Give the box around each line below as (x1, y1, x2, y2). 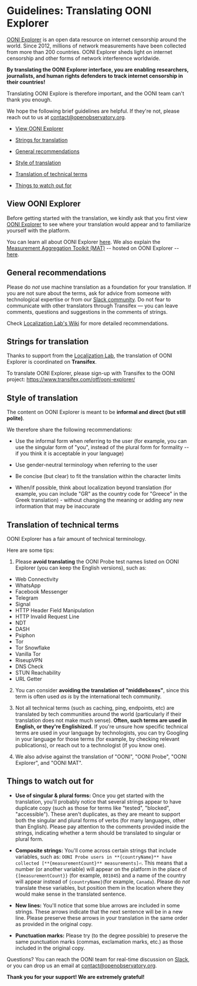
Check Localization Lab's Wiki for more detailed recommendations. (6, 320, 169, 327)
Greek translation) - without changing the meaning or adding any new (15, 497, 184, 504)
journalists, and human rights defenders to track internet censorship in (6, 72, 184, 79)
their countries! (6, 78, 46, 86)
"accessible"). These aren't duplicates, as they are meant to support (15, 811, 181, 818)
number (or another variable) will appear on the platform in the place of (15, 865, 187, 872)
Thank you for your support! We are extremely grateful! (6, 973, 145, 980)
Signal (15, 601, 31, 608)
